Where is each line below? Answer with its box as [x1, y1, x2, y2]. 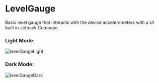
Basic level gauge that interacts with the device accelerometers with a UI [5, 19, 154, 25]
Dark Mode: [5, 61, 34, 68]
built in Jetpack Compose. [5, 24, 59, 30]
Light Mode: [5, 37, 35, 44]
